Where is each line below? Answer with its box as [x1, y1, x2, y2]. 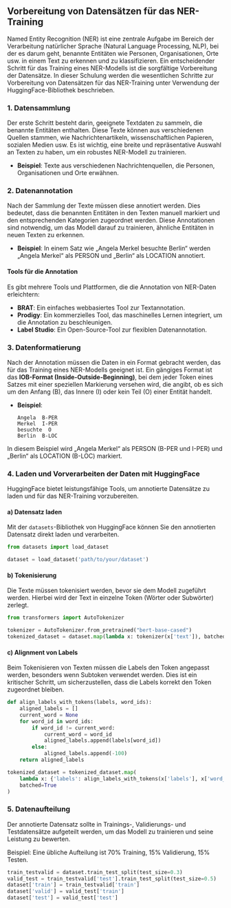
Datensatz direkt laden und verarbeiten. [7, 530, 120, 538]
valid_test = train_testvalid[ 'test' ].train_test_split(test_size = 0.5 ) [7, 875, 217, 882]
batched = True [19, 782, 57, 789]
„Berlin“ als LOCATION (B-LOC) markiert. [7, 452, 122, 460]
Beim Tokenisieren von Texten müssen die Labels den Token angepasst [7, 663, 210, 672]
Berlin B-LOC [16, 432, 58, 439]
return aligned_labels [19, 756, 85, 764]
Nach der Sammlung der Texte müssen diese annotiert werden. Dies [7, 201, 201, 210]
